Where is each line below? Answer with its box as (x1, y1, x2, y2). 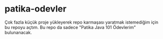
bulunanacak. (4, 29, 32, 35)
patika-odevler (4, 3, 67, 14)
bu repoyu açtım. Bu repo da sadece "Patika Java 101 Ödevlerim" (4, 24, 136, 30)
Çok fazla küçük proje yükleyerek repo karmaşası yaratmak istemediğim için (4, 19, 159, 25)
